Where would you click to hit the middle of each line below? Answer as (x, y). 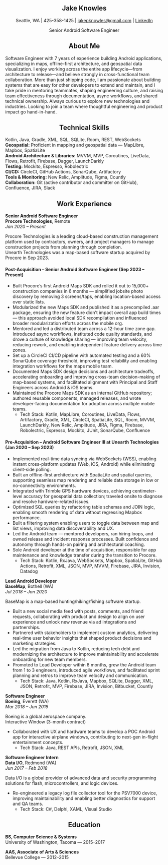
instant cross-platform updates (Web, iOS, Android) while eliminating (83, 464)
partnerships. (26, 627)
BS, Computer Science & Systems (41, 837)
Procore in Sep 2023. (27, 258)
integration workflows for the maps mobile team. (62, 366)
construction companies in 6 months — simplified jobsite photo (78, 291)
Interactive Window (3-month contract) (46, 722)
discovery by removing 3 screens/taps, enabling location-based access (87, 296)
